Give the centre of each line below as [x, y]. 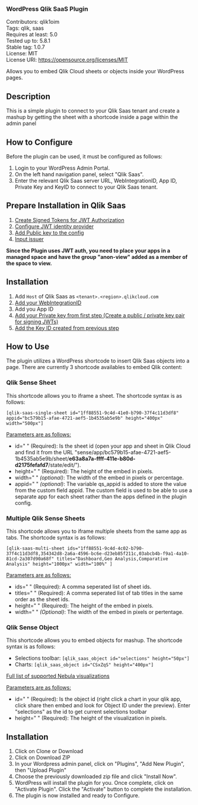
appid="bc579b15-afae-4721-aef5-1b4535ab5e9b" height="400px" [84, 418]
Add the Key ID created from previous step [67, 328]
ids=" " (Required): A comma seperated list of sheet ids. [83, 586]
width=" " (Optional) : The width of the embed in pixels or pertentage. [99, 611]
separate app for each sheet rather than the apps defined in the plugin [100, 497]
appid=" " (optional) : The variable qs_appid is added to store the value [100, 483]
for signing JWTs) [36, 322]
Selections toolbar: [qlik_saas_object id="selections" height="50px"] [102, 658]
